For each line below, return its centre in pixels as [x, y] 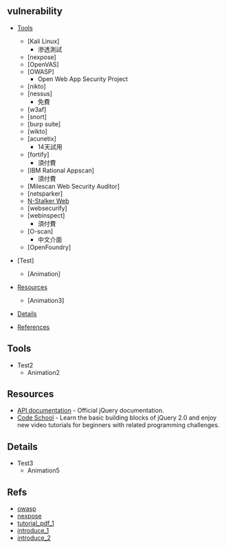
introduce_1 [33, 531]
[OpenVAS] [43, 64]
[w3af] [37, 109]
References [33, 327]
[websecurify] [47, 208]
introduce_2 [34, 538]
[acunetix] [42, 138]
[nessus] [40, 93]
